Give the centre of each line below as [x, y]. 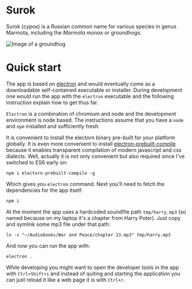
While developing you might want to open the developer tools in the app [92, 267]
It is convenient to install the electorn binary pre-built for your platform [91, 137]
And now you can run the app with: [48, 246]
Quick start [34, 68]
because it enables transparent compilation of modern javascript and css [94, 150]
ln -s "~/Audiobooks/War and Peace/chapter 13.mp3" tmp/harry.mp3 [88, 235]
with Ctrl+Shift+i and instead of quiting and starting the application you [93, 273]
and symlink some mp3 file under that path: [58, 224]
